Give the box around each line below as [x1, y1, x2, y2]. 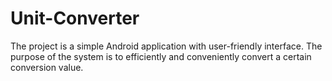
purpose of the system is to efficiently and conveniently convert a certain [10, 50, 312, 62]
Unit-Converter [10, 7, 140, 30]
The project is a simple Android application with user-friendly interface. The [10, 40, 323, 52]
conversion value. [10, 61, 84, 73]
